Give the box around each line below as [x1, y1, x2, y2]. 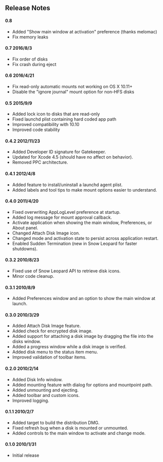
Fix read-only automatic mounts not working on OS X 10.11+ [12, 84, 133, 89]
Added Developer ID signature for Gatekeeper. [12, 149, 107, 155]
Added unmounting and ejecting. [12, 387, 79, 393]
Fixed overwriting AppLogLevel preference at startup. [12, 209, 121, 215]
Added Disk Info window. [12, 376, 63, 382]
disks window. [12, 338, 41, 344]
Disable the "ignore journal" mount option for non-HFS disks [12, 89, 135, 95]
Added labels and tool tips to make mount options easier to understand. [12, 187, 157, 193]
